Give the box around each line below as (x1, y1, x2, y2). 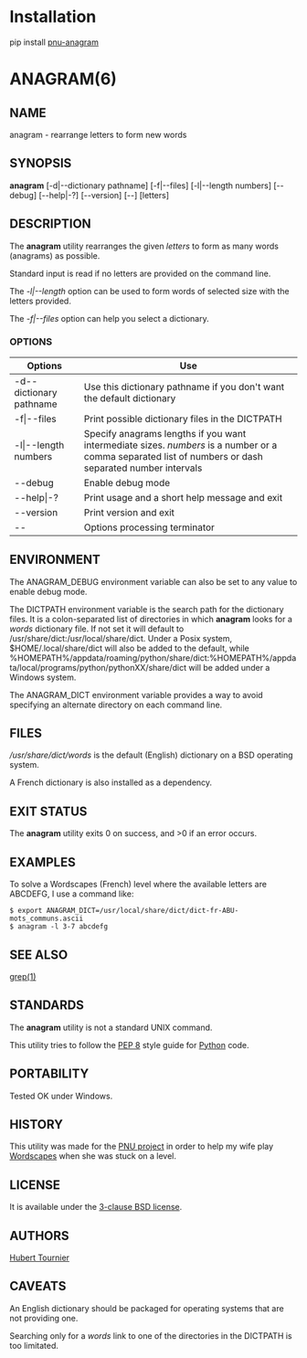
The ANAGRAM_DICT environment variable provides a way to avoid (9, 689, 263, 700)
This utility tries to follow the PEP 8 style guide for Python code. (9, 1039, 249, 1050)
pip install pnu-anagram (9, 37, 99, 48)
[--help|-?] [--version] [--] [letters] (38, 189, 170, 200)
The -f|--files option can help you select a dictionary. (9, 313, 210, 324)
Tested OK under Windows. (9, 1090, 113, 1101)
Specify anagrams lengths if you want (83, 427, 247, 440)
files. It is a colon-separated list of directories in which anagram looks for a (9, 613, 292, 624)
